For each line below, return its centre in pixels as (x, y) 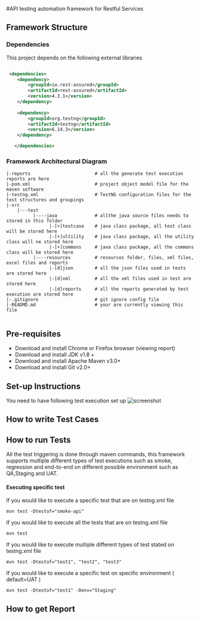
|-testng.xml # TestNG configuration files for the (99, 195)
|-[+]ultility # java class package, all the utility (122, 237)
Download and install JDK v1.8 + (54, 355)
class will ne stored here (40, 242)
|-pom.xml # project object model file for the (97, 184)
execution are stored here (40, 294)
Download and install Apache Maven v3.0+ (68, 361)
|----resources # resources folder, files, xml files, (113, 258)
